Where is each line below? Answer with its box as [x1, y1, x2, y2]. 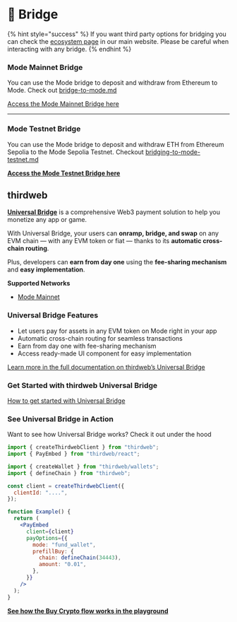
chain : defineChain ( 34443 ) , [38, 554, 121, 561]
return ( [13, 515, 39, 522]
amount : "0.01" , [38, 561, 87, 568]
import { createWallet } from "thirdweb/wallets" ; [7, 463, 159, 470]
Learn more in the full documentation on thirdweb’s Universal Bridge [7, 363, 206, 371]
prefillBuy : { [32, 548, 74, 555]
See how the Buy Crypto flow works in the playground [7, 606, 169, 615]
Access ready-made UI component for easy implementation [17, 349, 192, 358]
